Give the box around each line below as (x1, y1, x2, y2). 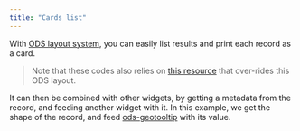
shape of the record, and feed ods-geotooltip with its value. (9, 111, 231, 122)
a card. (9, 47, 36, 59)
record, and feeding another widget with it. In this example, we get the (9, 101, 271, 113)
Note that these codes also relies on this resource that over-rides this (31, 65, 290, 76)
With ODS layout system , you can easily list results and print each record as (9, 38, 292, 49)
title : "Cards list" (9, 13, 88, 23)
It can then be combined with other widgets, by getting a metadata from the (9, 92, 292, 103)
